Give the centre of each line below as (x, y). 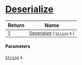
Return (16, 25)
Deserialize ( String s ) (52, 33)
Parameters (18, 46)
